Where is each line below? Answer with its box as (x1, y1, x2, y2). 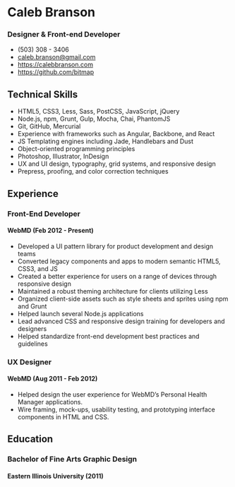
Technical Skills (7, 88, 78, 100)
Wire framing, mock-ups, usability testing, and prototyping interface (17, 405, 215, 414)
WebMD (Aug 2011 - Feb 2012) (7, 375, 98, 383)
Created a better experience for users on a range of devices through (17, 272, 217, 280)
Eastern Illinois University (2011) (7, 471, 104, 480)
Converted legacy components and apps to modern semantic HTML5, (17, 257, 221, 265)
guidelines (17, 339, 48, 348)
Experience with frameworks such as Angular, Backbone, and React (17, 130, 215, 138)
